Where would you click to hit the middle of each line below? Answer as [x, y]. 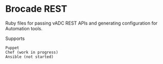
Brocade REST [36, 9]
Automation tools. [24, 28]
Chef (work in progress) [32, 52]
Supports [15, 38]
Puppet [12, 48]
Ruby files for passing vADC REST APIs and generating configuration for [81, 23]
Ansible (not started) [29, 57]
